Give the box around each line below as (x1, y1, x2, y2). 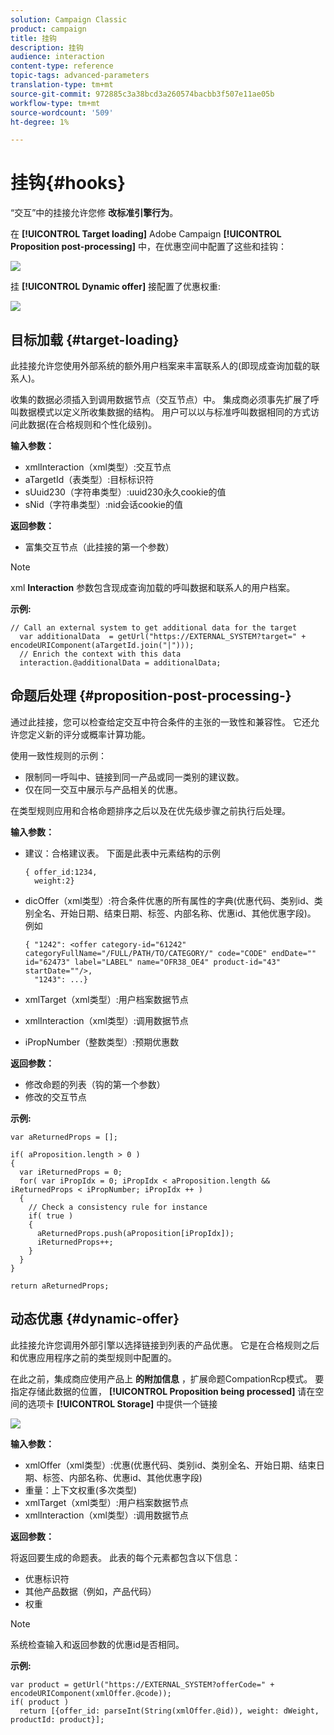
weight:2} (34, 876, 75, 886)
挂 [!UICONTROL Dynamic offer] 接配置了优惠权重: (10, 281, 222, 293)
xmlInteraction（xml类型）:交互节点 (24, 461, 172, 473)
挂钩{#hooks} (10, 172, 127, 195)
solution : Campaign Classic (10, 14, 128, 25)
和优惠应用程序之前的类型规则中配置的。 (10, 1351, 177, 1363)
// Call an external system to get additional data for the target (10, 623, 298, 633)
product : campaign (10, 24, 87, 34)
